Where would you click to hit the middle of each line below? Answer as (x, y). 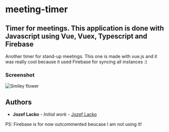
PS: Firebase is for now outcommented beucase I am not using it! (74, 124)
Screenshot (20, 75)
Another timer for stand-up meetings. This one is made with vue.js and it (81, 56)
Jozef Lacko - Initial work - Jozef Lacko (55, 114)
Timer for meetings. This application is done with (85, 28)
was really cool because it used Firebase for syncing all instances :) (76, 62)
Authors (19, 102)
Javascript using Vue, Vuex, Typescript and (76, 36)
